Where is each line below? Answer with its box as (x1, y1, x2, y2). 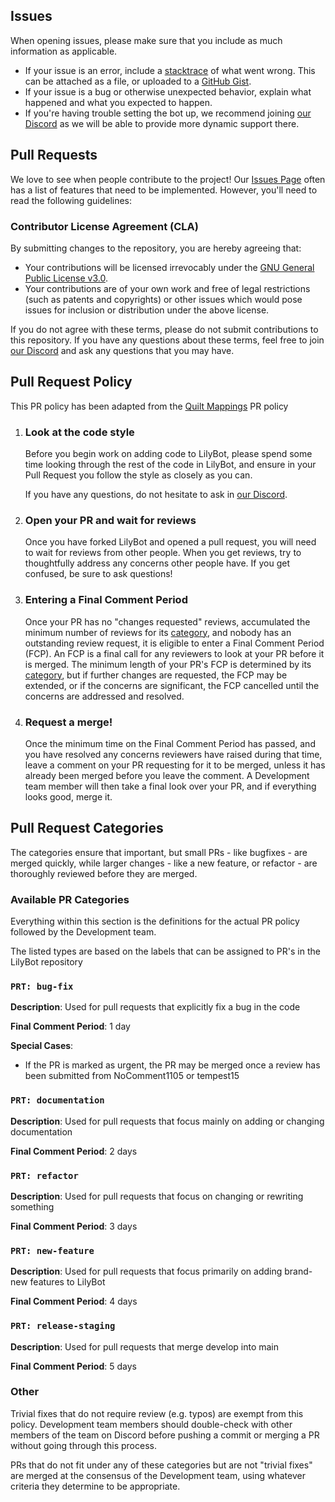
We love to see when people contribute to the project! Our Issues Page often (10, 173, 326, 185)
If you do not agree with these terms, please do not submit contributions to (10, 323, 319, 335)
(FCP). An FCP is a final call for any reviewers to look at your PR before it (24, 647, 325, 659)
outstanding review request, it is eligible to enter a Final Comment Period (24, 637, 325, 649)
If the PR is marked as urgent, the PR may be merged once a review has (24, 1059, 321, 1071)
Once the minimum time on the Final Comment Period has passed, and (24, 737, 316, 749)
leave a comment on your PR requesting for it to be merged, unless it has (24, 759, 326, 771)
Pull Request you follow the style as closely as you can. (24, 469, 253, 481)
